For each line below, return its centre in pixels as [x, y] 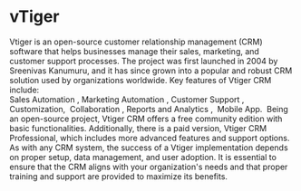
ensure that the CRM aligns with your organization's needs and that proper [149, 167]
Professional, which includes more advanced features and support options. [150, 138]
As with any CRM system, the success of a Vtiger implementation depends [149, 148]
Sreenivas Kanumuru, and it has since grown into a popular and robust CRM [151, 71]
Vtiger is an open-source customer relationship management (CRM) [136, 42]
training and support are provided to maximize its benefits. [119, 176]
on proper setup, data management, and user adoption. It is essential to [143, 157]
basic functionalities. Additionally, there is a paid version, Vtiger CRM [138, 128]
